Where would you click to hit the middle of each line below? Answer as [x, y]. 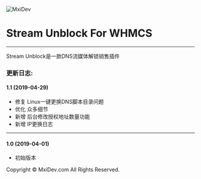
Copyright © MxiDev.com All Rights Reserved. [63, 169]
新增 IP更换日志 [34, 124]
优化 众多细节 [31, 109]
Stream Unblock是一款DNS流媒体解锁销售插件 [63, 56]
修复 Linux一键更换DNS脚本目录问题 [59, 102]
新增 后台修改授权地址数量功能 [52, 117]
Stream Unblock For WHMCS [79, 33]
